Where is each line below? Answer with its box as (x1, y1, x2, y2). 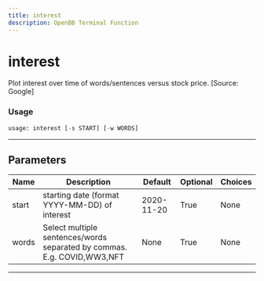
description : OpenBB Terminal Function (8, 19, 139, 27)
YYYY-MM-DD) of (42, 199, 112, 210)
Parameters (8, 154, 67, 166)
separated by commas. (42, 242, 127, 253)
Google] (8, 87, 35, 97)
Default (142, 177, 171, 188)
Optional (180, 177, 214, 188)
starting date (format (42, 190, 119, 201)
